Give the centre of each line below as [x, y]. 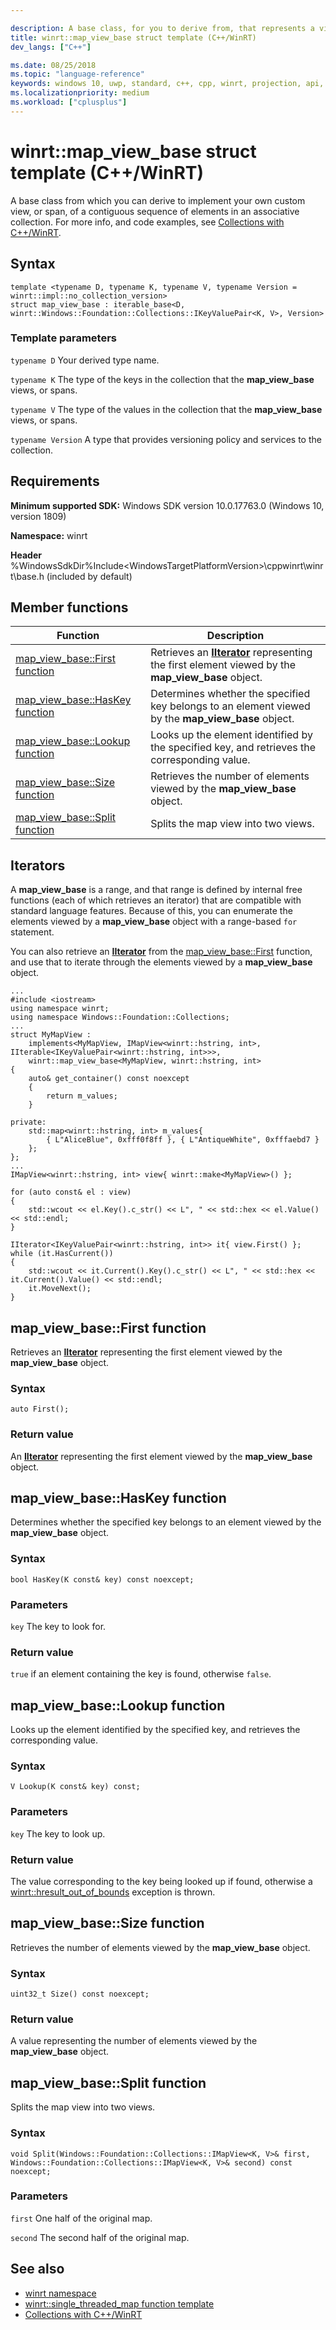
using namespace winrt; [60, 1009]
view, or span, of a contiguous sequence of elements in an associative [155, 211]
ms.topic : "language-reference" [77, 74]
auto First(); [40, 1409]
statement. [32, 932]
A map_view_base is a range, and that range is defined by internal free [156, 890]
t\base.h [27, 576]
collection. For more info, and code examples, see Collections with [147, 222]
